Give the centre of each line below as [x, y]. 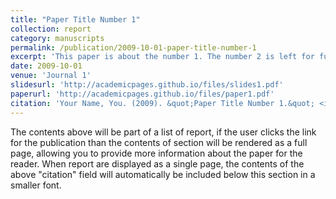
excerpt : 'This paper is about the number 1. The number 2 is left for [162, 57]
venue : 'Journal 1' [51, 76]
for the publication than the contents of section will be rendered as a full [159, 142]
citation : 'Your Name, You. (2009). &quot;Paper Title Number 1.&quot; [162, 103]
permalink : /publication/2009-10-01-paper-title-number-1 [133, 47]
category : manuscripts [57, 38]
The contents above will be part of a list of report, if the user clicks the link [163, 132]
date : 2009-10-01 [46, 66]
